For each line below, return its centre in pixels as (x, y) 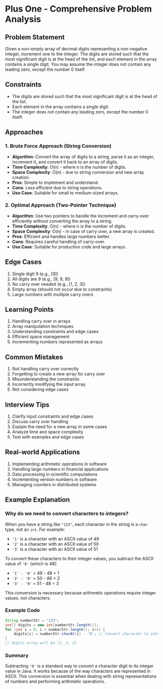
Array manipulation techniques (43, 327)
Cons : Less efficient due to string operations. (57, 187)
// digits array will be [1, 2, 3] (41, 643)
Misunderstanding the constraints (46, 379)
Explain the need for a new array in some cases (59, 427)
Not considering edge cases (40, 390)
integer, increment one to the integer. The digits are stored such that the (77, 54)
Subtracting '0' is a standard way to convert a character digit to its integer (79, 666)
